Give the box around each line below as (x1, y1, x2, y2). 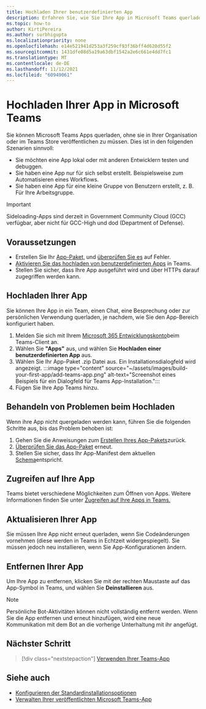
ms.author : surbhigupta (6, 32, 67, 38)
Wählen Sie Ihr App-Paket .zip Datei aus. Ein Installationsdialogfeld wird (15, 358, 196, 365)
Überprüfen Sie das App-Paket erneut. (15, 443, 113, 450)
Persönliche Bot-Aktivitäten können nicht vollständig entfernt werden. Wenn (6, 608, 198, 615)
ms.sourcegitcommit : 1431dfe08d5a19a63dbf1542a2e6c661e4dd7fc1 (6, 49, 172, 55)
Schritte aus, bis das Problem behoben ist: (6, 424, 113, 432)
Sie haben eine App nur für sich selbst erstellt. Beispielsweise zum (15, 169, 184, 177)
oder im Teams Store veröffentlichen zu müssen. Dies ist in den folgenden (6, 138, 193, 145)
